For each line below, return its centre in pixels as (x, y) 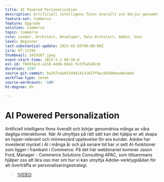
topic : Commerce (21, 32)
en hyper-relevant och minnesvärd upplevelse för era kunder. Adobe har (78, 139)
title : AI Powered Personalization (41, 10)
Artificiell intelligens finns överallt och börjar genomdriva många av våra (77, 129)
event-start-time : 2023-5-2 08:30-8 (42, 60)
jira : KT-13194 (20, 50)
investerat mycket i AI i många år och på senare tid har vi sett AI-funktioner (81, 144)
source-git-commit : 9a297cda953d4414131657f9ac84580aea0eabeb (70, 73)
